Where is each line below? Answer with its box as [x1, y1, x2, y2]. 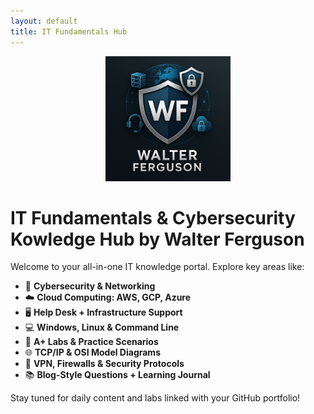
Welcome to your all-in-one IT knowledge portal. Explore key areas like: [10, 261, 305, 273]
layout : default [10, 16, 78, 26]
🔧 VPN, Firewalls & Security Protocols [24, 358, 185, 370]
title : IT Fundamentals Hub [10, 26, 128, 37]
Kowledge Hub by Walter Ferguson [10, 228, 305, 250]
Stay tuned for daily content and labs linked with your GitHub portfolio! [10, 392, 301, 404]
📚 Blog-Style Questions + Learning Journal [24, 369, 211, 381]
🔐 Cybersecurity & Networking [24, 280, 156, 292]
